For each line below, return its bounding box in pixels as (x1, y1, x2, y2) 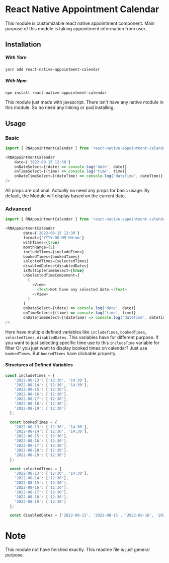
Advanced (5, 205, 31, 212)
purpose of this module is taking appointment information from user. (5, 25, 147, 31)
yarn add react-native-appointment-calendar (5, 67, 100, 72)
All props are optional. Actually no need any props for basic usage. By (5, 188, 150, 194)
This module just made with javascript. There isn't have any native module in (5, 99, 164, 105)
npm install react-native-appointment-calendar (5, 90, 107, 95)
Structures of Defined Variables (5, 362, 73, 368)
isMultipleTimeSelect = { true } (23, 268, 84, 273)
